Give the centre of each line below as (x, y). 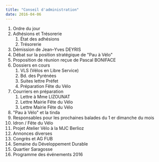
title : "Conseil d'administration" (42, 10)
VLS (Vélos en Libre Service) (49, 70)
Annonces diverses (32, 133)
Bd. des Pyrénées (38, 76)
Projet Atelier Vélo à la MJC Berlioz (48, 128)
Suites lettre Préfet (39, 81)
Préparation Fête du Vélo (46, 86)
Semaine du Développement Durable (50, 144)
